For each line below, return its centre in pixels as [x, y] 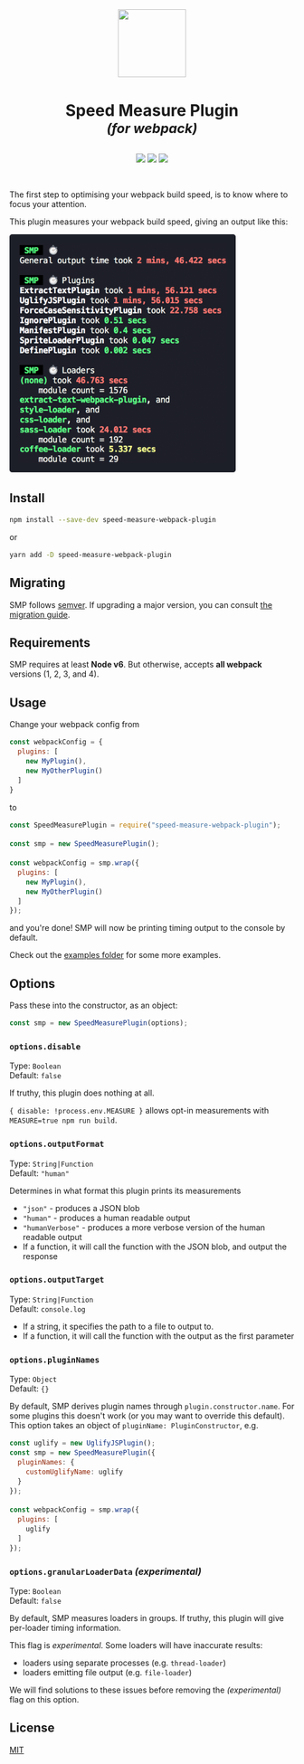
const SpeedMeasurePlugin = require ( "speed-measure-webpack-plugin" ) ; [145, 825]
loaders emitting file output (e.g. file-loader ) [107, 1672]
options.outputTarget [57, 1280]
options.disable [45, 1047]
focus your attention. [48, 204]
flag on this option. [44, 1699]
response [40, 1256]
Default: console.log [47, 1309]
